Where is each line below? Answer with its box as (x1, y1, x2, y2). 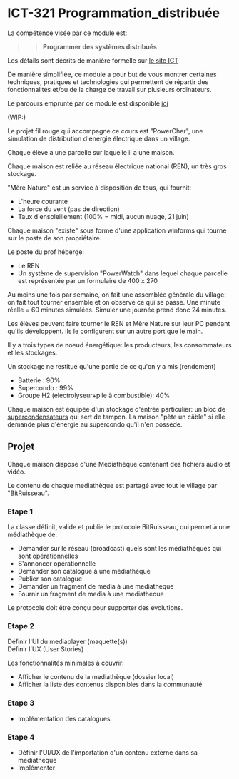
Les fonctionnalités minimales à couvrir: (7, 658, 125, 668)
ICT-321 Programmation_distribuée (7, 5, 220, 21)
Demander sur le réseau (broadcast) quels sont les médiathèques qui (17, 544, 222, 553)
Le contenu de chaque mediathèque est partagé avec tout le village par (7, 481, 218, 489)
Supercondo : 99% (17, 383, 73, 392)
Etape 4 (7, 732, 35, 742)
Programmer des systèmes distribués (42, 42, 157, 51)
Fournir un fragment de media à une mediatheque (17, 590, 164, 599)
